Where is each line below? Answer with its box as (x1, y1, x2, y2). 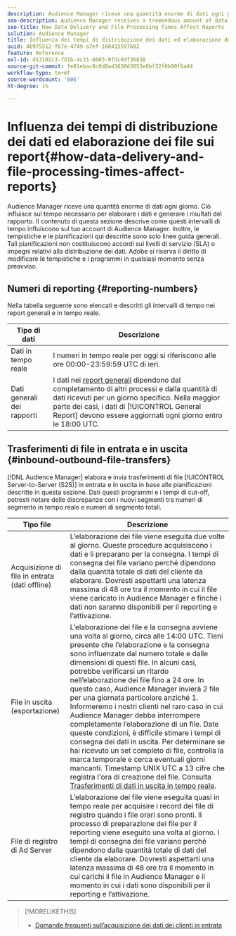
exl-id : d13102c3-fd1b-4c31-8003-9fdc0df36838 (7, 56, 146, 63)
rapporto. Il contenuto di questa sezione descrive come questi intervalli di (7, 217, 220, 226)
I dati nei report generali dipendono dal (53, 375, 181, 385)
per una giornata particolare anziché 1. (70, 692, 199, 702)
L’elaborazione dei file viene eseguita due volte (70, 531, 225, 541)
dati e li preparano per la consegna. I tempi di (70, 549, 219, 559)
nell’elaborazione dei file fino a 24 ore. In (70, 675, 204, 684)
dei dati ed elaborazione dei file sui (7, 134, 215, 150)
